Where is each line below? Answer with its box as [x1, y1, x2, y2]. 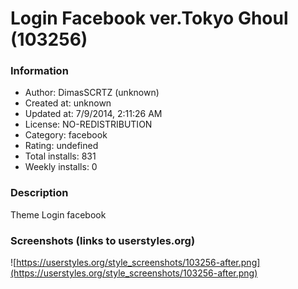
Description [10, 186, 69, 200]
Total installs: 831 [24, 150, 97, 162]
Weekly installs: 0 [24, 161, 98, 173]
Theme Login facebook [10, 208, 107, 221]
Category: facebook [24, 129, 108, 141]
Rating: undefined [24, 140, 99, 152]
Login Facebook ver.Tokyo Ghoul [10, 7, 289, 30]
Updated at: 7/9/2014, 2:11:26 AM [24, 108, 163, 120]
